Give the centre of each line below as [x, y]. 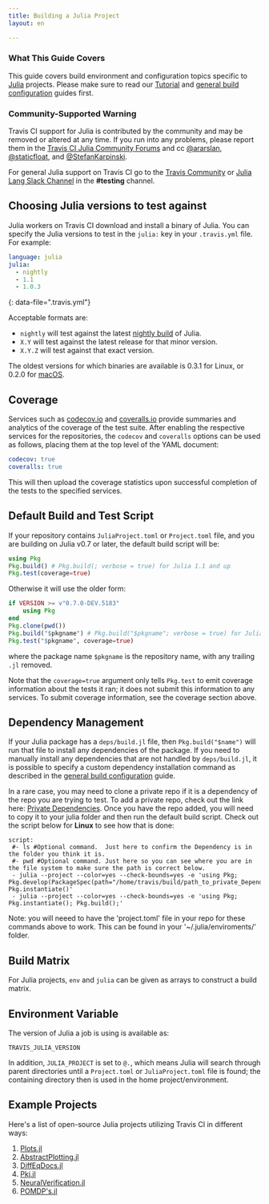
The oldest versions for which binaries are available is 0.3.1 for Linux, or [126, 366]
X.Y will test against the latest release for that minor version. [118, 342]
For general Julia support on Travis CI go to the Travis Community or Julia [130, 173]
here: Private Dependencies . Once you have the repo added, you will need [131, 808]
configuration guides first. [51, 92]
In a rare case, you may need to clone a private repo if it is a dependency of [133, 791]
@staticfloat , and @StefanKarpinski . [68, 157]
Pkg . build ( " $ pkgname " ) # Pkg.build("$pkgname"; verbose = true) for [125, 633]
